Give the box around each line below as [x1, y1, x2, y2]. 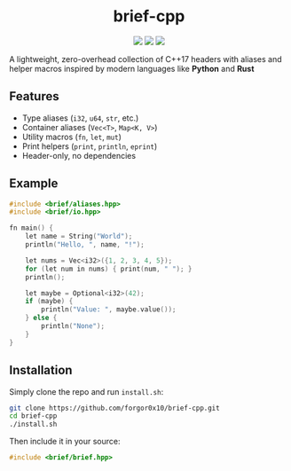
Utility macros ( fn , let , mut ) [21, 131, 122, 142]
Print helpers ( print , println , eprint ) [21, 140, 158, 152]
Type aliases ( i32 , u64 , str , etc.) [21, 113, 139, 123]
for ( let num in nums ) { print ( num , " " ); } [25, 264, 193, 273]
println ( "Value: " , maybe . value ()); [41, 305, 177, 314]
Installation [9, 363, 73, 378]
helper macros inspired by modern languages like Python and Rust [9, 63, 255, 74]
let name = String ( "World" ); [25, 232, 133, 241]
